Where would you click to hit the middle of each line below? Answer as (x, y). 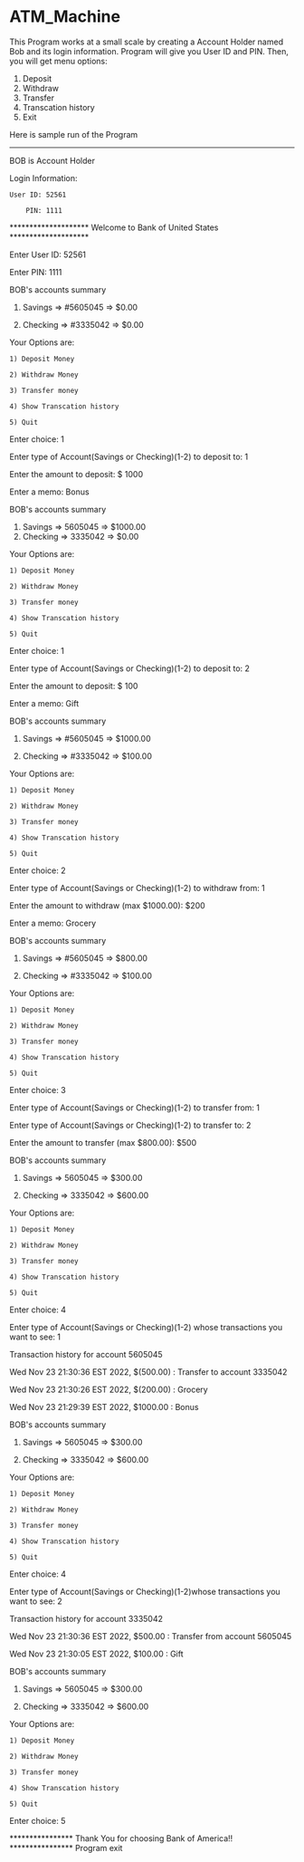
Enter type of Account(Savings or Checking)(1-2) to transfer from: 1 (135, 1108)
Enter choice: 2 (38, 870)
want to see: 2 (36, 1601)
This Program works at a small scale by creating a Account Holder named (146, 42)
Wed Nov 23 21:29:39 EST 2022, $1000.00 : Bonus (104, 1406)
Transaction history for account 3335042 (86, 1618)
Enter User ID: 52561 (48, 254)
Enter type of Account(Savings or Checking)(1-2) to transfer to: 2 (130, 1125)
